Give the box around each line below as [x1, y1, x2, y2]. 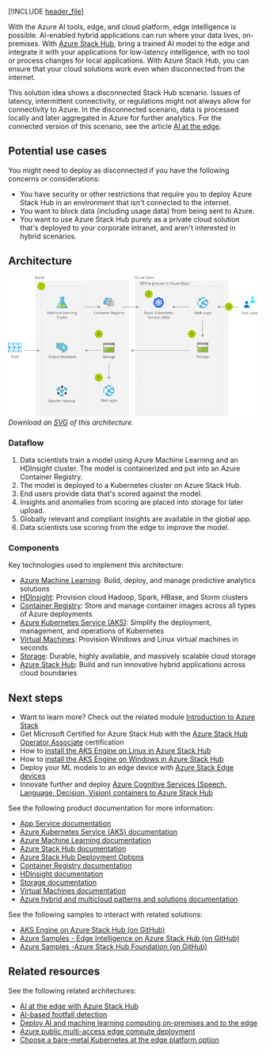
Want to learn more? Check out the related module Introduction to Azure [19, 712, 256, 722]
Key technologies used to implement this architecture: [8, 560, 184, 570]
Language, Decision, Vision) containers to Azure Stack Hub [19, 788, 214, 797]
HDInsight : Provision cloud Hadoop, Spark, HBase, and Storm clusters [19, 593, 249, 602]
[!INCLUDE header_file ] [8, 7, 85, 16]
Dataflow [8, 437, 44, 448]
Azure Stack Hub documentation [19, 844, 127, 853]
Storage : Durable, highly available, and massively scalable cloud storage [19, 651, 256, 661]
